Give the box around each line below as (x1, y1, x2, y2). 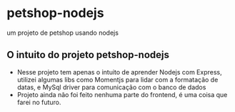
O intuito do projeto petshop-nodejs (6, 49, 169, 61)
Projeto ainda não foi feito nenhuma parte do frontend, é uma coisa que (16, 90, 228, 99)
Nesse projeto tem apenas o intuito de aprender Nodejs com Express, (16, 67, 222, 76)
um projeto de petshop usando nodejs (6, 28, 119, 37)
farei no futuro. (16, 98, 61, 106)
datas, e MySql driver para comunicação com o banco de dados (16, 83, 206, 91)
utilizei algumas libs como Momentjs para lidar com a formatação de (16, 75, 219, 84)
